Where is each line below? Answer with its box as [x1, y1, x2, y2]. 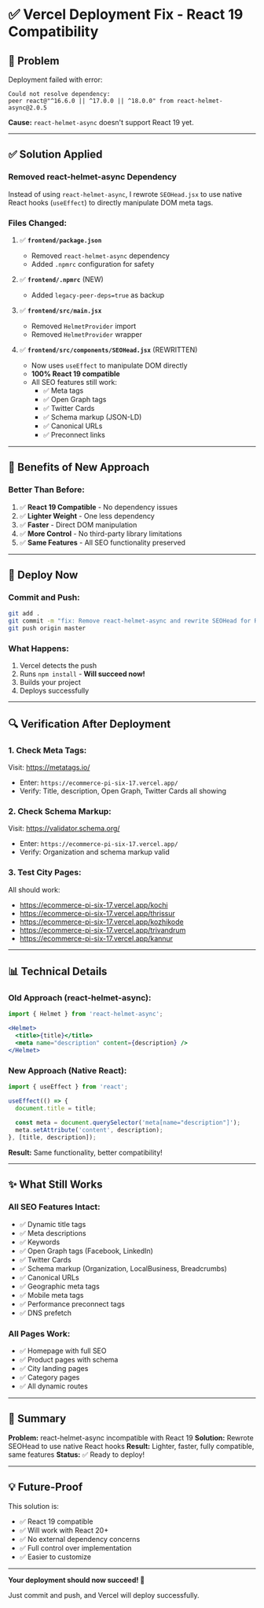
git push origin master [8, 624, 86, 633]
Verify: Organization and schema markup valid [19, 848, 170, 857]
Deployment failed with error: [8, 75, 103, 84]
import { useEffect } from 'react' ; [8, 1082, 128, 1091]
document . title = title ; [15, 1104, 97, 1112]
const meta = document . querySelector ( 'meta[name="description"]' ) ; [15, 1119, 241, 1127]
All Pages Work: [8, 1328, 71, 1339]
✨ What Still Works [8, 1178, 103, 1192]
